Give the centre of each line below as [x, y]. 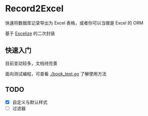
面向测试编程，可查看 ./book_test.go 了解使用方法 [56, 74]
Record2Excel [34, 9]
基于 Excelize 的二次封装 [30, 33]
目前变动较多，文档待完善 [31, 63]
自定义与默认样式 [30, 102]
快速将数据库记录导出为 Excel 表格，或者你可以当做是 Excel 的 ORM [74, 23]
